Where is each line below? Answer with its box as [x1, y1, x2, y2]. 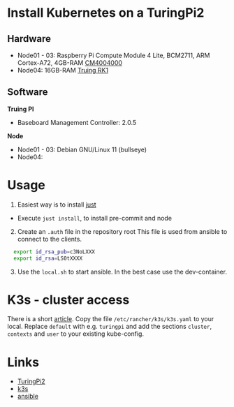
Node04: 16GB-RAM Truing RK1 [17, 66, 109, 74]
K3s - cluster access [7, 292, 130, 308]
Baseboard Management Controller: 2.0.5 [17, 118, 137, 126]
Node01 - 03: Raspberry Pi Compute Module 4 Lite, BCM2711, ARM [17, 51, 211, 59]
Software [7, 86, 48, 98]
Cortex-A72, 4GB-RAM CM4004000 [17, 59, 123, 67]
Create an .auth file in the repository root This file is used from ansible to [17, 227, 228, 235]
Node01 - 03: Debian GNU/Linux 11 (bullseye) [17, 145, 147, 154]
